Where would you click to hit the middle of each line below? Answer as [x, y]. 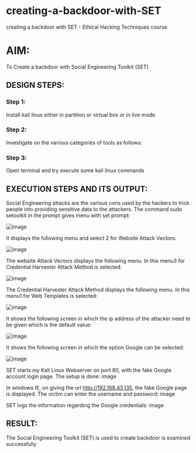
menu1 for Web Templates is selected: [52, 296]
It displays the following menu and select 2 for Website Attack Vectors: [91, 238]
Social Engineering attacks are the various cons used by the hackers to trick [98, 203]
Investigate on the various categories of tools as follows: [74, 142]
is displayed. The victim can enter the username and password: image [91, 394]
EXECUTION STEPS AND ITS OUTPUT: [77, 189]
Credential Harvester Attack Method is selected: [64, 267]
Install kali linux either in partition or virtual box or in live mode [81, 115]
